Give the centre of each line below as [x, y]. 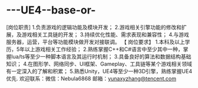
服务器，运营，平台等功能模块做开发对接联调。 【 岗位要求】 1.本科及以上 [95, 42]
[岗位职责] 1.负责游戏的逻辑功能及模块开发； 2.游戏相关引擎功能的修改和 [94, 27]
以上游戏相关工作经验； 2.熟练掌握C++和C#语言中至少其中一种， [104, 49]
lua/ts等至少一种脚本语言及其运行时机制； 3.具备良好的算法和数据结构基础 [101, 56]
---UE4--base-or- [51, 10]
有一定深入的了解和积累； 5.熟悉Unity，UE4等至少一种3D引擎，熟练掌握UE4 [99, 71]
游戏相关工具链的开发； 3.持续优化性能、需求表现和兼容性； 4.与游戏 [105, 34]
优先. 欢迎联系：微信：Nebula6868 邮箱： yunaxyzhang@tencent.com [91, 78]
